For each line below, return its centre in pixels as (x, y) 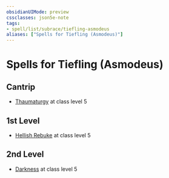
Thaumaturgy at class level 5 (51, 101)
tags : (13, 23)
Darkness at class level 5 (46, 169)
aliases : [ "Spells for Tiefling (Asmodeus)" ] (65, 35)
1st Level (23, 121)
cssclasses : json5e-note (38, 18)
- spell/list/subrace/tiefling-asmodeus (58, 29)
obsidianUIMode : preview (38, 12)
